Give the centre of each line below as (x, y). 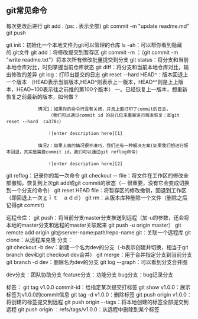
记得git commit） (27, 205)
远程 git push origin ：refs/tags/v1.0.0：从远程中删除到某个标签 (83, 309)
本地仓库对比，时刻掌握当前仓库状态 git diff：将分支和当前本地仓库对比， (95, 67)
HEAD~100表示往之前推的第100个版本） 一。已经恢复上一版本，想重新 (102, 89)
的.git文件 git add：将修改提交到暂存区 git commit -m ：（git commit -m (92, 52)
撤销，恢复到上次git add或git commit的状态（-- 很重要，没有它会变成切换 (100, 183)
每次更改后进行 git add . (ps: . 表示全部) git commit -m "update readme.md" (98, 26)
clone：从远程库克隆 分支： (40, 240)
